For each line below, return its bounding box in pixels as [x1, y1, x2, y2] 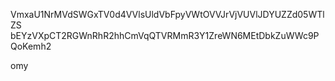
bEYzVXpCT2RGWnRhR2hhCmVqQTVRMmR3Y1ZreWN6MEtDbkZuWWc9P [10, 30, 320, 41]
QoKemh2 [10, 40, 52, 52]
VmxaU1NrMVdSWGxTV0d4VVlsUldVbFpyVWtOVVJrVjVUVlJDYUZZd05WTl [10, 9, 325, 20]
